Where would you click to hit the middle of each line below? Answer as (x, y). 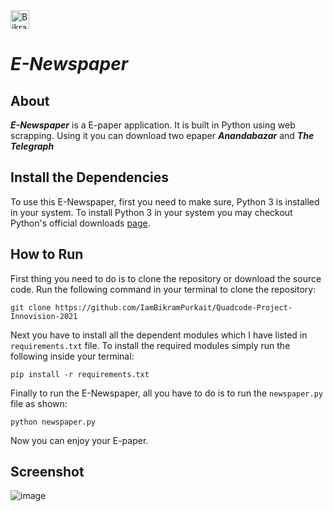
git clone (31, 307)
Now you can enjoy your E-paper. (79, 440)
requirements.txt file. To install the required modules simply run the (150, 345)
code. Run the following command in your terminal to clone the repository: (163, 289)
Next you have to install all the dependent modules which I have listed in (159, 335)
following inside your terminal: (72, 356)
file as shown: (39, 403)
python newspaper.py (53, 422)
